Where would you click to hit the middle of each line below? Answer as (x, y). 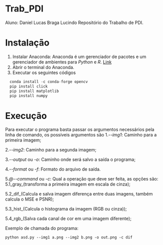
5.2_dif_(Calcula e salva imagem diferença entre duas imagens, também (79, 194)
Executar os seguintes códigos (44, 72)
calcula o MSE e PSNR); (30, 199)
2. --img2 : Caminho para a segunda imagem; (51, 150)
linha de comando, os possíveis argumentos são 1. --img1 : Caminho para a (81, 135)
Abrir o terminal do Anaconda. (43, 67)
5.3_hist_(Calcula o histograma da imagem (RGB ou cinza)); (66, 209)
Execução (26, 116)
